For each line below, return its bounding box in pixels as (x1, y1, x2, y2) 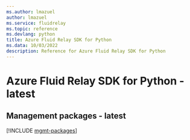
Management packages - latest (6, 111, 127, 121)
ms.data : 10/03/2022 (6, 43, 59, 49)
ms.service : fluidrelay (6, 20, 66, 26)
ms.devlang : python (6, 31, 55, 37)
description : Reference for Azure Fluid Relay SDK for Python (6, 48, 166, 54)
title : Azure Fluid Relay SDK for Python (6, 37, 112, 43)
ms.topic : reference (6, 25, 59, 32)
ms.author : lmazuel (6, 8, 55, 15)
